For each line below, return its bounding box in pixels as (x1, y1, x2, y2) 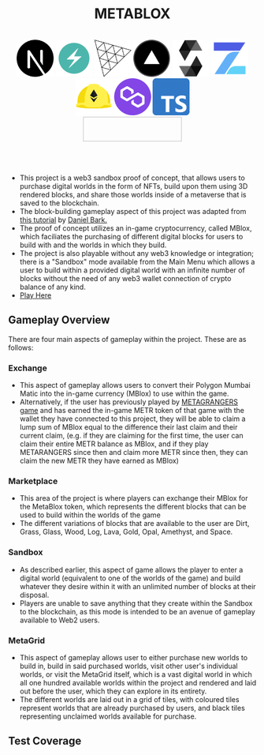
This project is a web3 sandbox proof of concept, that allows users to (19, 173, 246, 182)
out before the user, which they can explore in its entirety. (19, 686, 207, 696)
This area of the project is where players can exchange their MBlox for (19, 494, 248, 503)
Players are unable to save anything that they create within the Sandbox (19, 598, 253, 608)
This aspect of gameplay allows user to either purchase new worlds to (19, 652, 248, 662)
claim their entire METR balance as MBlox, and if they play (19, 439, 209, 449)
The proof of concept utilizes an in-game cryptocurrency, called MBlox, (19, 223, 252, 233)
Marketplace (8, 475, 58, 486)
